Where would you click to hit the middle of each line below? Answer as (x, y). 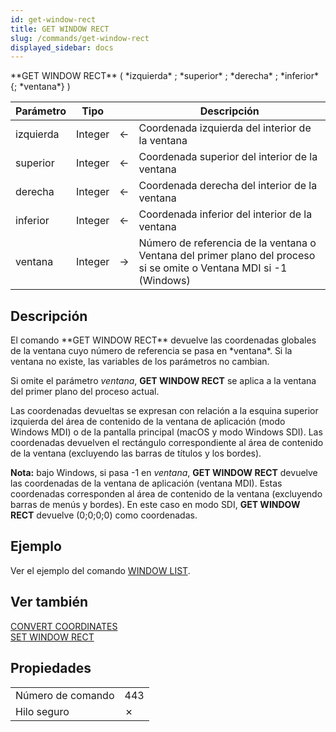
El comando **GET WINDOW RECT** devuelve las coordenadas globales (163, 340)
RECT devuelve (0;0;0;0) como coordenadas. (104, 515)
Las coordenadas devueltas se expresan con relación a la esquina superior (164, 411)
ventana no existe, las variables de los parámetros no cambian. (140, 362)
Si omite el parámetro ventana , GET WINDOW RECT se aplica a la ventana (163, 381)
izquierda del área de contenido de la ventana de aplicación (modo (148, 422)
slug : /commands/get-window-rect (80, 38)
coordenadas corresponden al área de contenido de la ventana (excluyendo (166, 494)
